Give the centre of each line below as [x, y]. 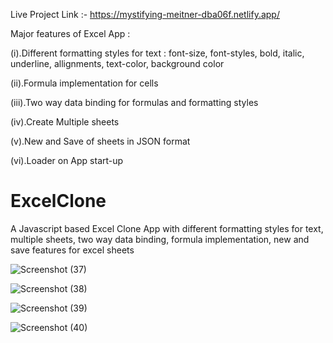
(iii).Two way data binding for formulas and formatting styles [134, 102]
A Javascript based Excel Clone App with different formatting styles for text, [167, 228]
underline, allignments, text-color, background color [117, 63]
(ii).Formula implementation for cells [84, 83]
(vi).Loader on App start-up [67, 160]
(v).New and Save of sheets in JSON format [100, 141]
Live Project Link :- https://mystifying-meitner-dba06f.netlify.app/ [145, 14]
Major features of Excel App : [70, 33]
